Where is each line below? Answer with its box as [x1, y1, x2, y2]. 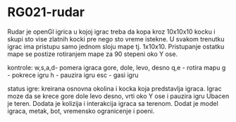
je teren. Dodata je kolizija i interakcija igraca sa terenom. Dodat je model [7, 99, 218, 107]
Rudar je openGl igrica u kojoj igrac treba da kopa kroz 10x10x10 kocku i [7, 27, 216, 36]
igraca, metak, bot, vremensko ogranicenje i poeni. [7, 107, 155, 115]
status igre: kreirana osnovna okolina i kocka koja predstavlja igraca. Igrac [7, 84, 222, 93]
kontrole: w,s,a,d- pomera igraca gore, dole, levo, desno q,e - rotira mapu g [7, 63, 226, 72]
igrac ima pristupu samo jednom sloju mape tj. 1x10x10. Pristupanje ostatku [7, 42, 225, 50]
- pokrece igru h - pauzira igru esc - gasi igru [7, 71, 139, 79]
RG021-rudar [7, 4, 85, 20]
